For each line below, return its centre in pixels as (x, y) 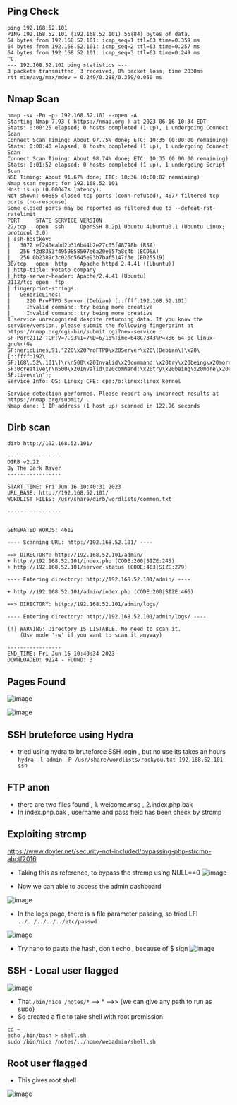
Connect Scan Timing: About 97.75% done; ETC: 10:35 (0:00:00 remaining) (118, 140)
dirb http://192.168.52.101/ (50, 444)
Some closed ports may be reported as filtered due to (90, 208)
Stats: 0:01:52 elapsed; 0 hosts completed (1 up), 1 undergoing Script (116, 165)
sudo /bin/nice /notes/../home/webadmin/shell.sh (82, 1041)
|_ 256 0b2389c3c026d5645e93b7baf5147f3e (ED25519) (86, 257)
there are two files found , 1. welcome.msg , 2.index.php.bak (105, 804)
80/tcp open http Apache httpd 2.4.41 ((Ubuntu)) (91, 264)
